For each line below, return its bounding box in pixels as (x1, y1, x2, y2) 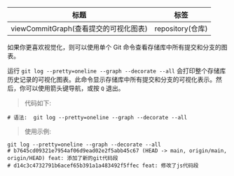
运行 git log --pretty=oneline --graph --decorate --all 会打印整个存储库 (7, 66, 226, 75)
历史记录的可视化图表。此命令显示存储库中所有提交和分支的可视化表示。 (7, 75, 216, 83)
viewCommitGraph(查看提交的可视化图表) (11, 24, 149, 34)
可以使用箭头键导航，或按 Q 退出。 (25, 84, 125, 92)
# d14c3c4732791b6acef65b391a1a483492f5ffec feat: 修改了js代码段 (7, 162, 199, 169)
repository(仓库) (154, 24, 208, 34)
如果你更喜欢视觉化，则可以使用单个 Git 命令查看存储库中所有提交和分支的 (7, 43, 222, 51)
